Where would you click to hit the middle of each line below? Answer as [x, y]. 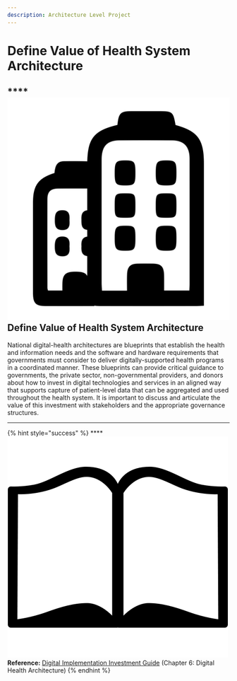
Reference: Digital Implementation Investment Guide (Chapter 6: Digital [111, 663]
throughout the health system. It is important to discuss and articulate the [114, 397]
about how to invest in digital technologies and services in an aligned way [114, 383]
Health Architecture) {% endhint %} [59, 670]
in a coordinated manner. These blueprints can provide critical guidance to [116, 367]
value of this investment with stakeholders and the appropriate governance [116, 405]
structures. [23, 412]
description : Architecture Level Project [69, 15]
